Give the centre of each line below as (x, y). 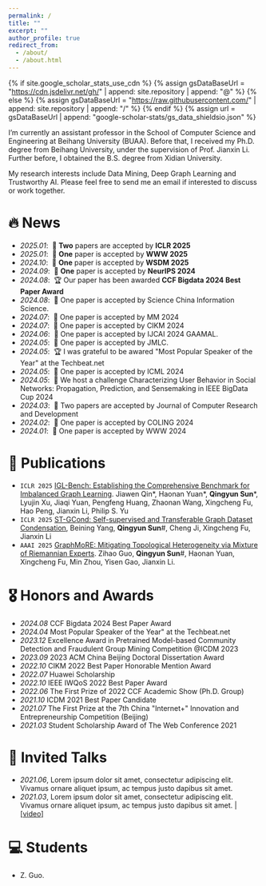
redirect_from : (34, 46)
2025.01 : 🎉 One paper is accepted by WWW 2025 (103, 253)
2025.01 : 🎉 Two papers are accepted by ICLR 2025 (105, 245)
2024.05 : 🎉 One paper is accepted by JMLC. (94, 342)
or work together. (37, 190)
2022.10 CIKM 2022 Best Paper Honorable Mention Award (115, 665)
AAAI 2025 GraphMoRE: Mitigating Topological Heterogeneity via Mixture (139, 545)
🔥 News (35, 223)
